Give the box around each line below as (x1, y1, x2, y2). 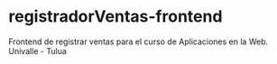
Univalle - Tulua (8, 45, 67, 56)
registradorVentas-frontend (8, 6, 223, 27)
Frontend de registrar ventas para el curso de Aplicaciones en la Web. (8, 36, 269, 47)
